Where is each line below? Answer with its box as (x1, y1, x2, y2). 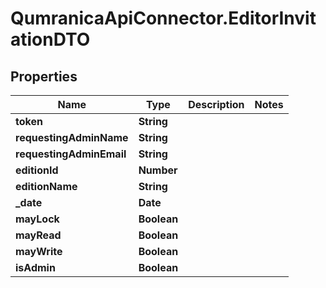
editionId (15, 163, 59, 177)
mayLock (15, 212, 60, 226)
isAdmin (15, 261, 56, 274)
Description (188, 98, 245, 111)
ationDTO (10, 28, 91, 51)
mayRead (15, 228, 62, 242)
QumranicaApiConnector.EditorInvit (10, 7, 317, 30)
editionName (15, 180, 78, 193)
